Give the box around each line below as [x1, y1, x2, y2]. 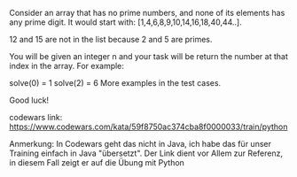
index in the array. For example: [9, 61, 124, 71]
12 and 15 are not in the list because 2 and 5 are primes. [9, 35, 213, 44]
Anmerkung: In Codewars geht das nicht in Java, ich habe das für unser [9, 139, 272, 149]
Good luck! [9, 95, 50, 105]
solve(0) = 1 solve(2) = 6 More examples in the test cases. [9, 78, 222, 88]
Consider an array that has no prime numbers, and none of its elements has [9, 8, 285, 18]
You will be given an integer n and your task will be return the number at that [9, 51, 288, 61]
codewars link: [9, 112, 63, 122]
